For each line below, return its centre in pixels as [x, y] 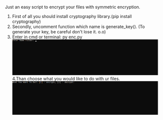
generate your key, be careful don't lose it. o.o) [59, 32]
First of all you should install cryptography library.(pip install [72, 16]
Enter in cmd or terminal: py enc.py [47, 37]
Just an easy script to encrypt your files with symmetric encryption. [73, 7]
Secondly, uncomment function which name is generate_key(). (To [78, 27]
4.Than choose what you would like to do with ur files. [66, 78]
